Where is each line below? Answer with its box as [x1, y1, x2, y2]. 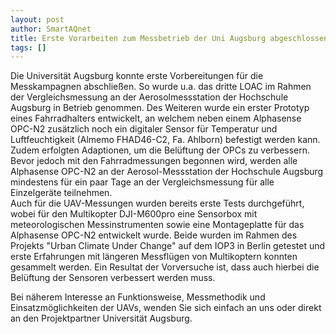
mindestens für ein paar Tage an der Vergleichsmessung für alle [10, 176, 275, 188]
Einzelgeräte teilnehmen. [10, 187, 113, 199]
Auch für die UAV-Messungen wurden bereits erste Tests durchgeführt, [10, 197, 305, 210]
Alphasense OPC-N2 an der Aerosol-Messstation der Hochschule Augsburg [10, 166, 324, 178]
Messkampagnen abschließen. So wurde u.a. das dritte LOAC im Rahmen [10, 81, 312, 93]
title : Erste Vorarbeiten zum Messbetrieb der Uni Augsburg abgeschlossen [10, 33, 329, 43]
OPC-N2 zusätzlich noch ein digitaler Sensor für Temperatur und [10, 123, 278, 135]
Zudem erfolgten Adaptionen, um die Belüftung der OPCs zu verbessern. [10, 144, 311, 156]
